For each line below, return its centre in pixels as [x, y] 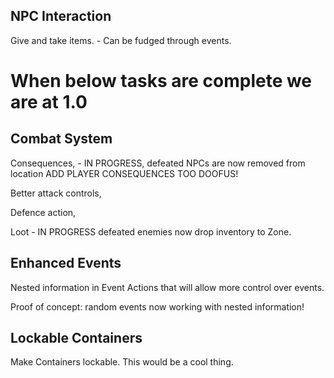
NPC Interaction [61, 16]
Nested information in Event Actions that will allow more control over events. [167, 287]
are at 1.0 [49, 102]
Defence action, [43, 212]
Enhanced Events [66, 263]
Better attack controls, [56, 193]
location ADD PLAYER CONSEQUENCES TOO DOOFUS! [124, 173]
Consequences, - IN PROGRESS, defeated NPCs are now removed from [158, 163]
